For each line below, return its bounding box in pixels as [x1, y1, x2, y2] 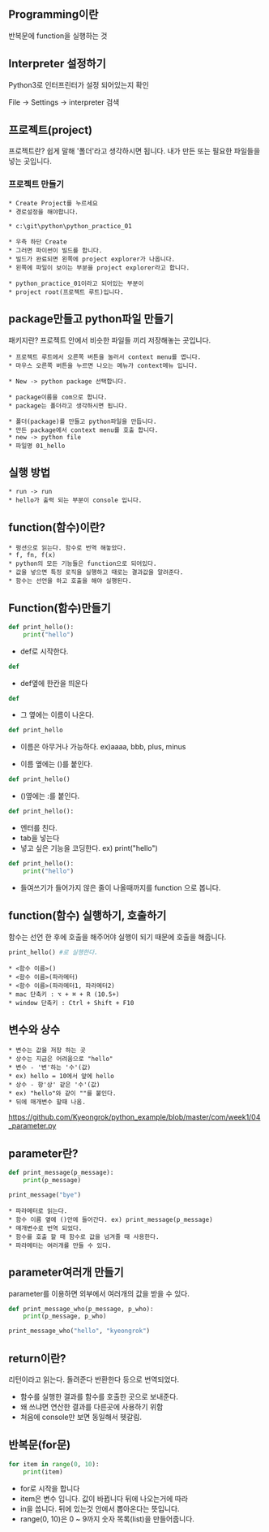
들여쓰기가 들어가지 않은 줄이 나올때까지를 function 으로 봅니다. [19, 883, 221, 892]
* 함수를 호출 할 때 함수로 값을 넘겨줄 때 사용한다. [8, 1232, 160, 1241]
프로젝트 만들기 [8, 179, 65, 190]
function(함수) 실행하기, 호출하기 [8, 908, 167, 923]
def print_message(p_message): [8, 1168, 114, 1177]
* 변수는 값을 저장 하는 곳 [8, 1047, 87, 1055]
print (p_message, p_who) [23, 1312, 107, 1321]
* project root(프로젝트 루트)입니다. [8, 287, 124, 296]
